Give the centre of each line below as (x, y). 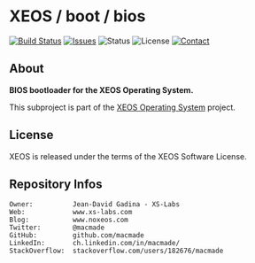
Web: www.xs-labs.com (71, 213)
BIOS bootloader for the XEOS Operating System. (101, 89)
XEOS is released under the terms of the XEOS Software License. (128, 156)
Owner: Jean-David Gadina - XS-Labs (94, 205)
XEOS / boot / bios (77, 16)
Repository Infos (56, 184)
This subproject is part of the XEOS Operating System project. (123, 107)
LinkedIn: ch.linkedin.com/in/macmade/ (94, 244)
